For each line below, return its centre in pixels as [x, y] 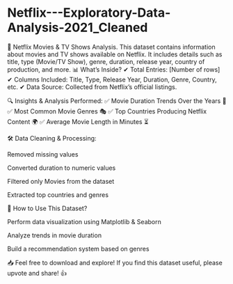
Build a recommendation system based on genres [78, 248]
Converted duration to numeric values [62, 168]
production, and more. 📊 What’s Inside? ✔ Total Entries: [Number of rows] [114, 69]
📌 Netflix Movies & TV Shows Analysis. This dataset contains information [111, 47]
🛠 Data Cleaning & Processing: [52, 138]
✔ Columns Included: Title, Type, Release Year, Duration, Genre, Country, [112, 79]
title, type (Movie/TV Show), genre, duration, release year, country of [106, 61]
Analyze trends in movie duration [55, 235]
